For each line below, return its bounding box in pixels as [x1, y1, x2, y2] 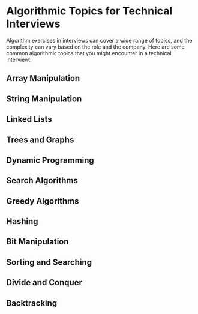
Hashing [6, 216, 38, 226]
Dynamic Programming [6, 155, 94, 165]
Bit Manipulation [6, 237, 69, 247]
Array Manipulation [6, 73, 80, 83]
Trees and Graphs [6, 134, 74, 145]
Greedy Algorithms [6, 196, 79, 206]
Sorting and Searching [6, 257, 92, 267]
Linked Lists [6, 114, 52, 124]
